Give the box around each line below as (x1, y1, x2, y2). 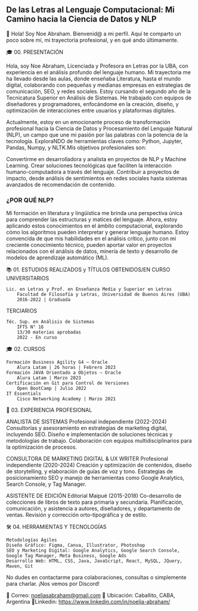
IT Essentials (6, 391, 42, 397)
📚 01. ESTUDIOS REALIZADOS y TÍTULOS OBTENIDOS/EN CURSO (6, 266, 171, 273)
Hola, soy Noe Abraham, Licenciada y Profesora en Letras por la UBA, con (6, 62, 189, 69)
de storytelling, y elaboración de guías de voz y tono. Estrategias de (6, 468, 173, 475)
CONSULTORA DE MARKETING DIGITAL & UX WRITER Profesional (6, 455, 168, 462)
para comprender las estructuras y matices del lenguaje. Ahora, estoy (6, 216, 178, 223)
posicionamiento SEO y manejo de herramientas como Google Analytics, (6, 474, 185, 482)
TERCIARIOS (6, 307, 38, 314)
